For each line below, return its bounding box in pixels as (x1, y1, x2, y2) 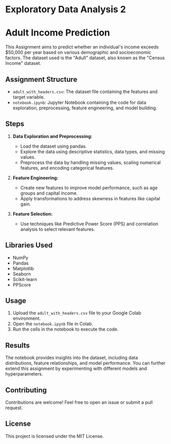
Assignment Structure (5, 75, 78, 84)
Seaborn (12, 271, 31, 277)
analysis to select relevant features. (20, 226, 95, 232)
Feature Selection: (12, 211, 53, 217)
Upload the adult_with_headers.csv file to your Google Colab (12, 310, 141, 316)
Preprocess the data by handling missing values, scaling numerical (20, 159, 161, 166)
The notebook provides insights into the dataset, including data (5, 355, 138, 361)
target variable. (12, 94, 45, 100)
